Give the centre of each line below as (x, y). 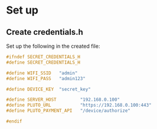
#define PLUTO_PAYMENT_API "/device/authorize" (68, 111)
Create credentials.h (45, 32)
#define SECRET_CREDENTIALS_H (43, 62)
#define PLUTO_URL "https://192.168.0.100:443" (79, 105)
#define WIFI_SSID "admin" (42, 73)
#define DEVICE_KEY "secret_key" (49, 89)
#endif (14, 121)
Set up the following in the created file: (53, 46)
